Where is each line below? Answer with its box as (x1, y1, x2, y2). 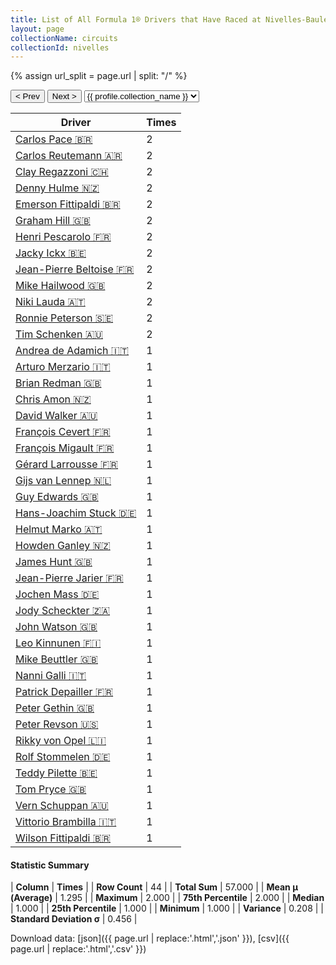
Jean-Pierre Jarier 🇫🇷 (15, 571, 124, 585)
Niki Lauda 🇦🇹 (15, 295, 86, 309)
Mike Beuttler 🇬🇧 (15, 652, 98, 666)
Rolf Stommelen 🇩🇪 (15, 750, 111, 764)
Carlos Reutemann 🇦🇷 (15, 149, 123, 163)
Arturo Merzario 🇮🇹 (15, 360, 111, 374)
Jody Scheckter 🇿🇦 (15, 604, 111, 618)
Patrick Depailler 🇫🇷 (15, 685, 114, 699)
